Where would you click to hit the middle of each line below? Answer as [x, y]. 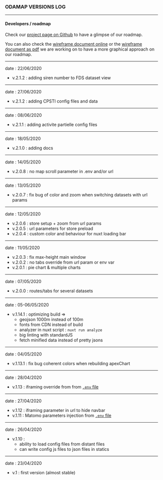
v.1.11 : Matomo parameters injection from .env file [62, 415]
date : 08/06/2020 [24, 115]
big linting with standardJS [46, 335]
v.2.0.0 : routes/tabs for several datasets [52, 291]
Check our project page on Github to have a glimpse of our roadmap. [74, 35]
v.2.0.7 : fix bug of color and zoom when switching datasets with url [80, 195]
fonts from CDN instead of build [51, 324]
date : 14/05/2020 [23, 162]
